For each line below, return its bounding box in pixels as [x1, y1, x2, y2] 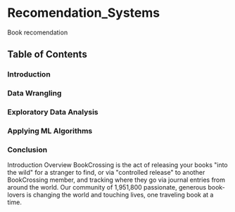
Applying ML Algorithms [7, 126, 93, 136]
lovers [7, 191, 25, 199]
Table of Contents [7, 48, 88, 60]
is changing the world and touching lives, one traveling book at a [26, 191, 214, 199]
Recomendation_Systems [7, 5, 160, 21]
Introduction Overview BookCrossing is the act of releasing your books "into [7, 161, 228, 169]
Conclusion [7, 145, 48, 154]
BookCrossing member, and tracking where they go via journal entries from [7, 175, 226, 184]
